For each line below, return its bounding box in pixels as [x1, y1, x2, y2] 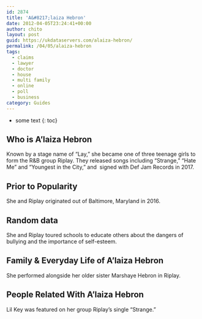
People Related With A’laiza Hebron [6, 290, 144, 300]
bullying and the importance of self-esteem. [6, 238, 118, 245]
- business [12, 94, 40, 100]
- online [12, 83, 34, 89]
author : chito [6, 26, 43, 32]
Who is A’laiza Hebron [6, 134, 92, 145]
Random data [6, 215, 58, 226]
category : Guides [6, 100, 51, 106]
